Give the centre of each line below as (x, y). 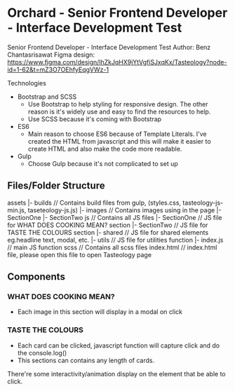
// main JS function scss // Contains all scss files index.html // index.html (112, 247)
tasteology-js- (203, 203)
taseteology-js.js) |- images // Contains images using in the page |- (125, 210)
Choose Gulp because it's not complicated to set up (103, 163)
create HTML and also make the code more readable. (105, 149)
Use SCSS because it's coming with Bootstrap (95, 119)
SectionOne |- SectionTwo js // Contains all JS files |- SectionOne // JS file (115, 217)
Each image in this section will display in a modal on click (100, 312)
